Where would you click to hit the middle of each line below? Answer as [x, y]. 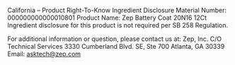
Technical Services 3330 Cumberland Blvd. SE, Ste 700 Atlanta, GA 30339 [116, 46]
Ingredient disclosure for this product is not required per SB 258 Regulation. [118, 25]
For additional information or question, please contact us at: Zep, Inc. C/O [114, 39]
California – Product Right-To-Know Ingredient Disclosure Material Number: [117, 10]
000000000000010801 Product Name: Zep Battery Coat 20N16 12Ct [107, 18]
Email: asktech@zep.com [44, 54]
